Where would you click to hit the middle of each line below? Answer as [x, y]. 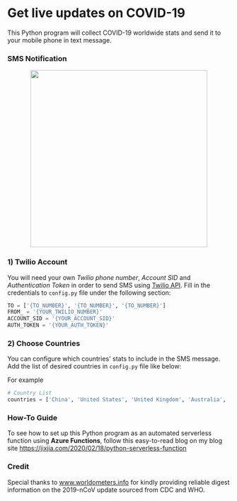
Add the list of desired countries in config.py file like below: [94, 366]
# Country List [30, 393]
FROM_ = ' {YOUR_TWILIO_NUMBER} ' [55, 312]
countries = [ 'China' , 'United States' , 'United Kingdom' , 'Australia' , [117, 400]
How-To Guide [33, 418]
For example [25, 380]
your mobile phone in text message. [59, 40]
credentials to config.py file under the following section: [89, 293]
